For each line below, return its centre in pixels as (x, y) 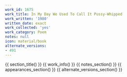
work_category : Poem (26, 32)
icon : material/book (26, 41)
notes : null (17, 37)
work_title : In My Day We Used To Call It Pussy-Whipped (64, 14)
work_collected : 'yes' (28, 28)
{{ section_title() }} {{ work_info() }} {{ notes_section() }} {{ (63, 64)
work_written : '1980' (27, 19)
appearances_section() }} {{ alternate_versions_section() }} (64, 69)
